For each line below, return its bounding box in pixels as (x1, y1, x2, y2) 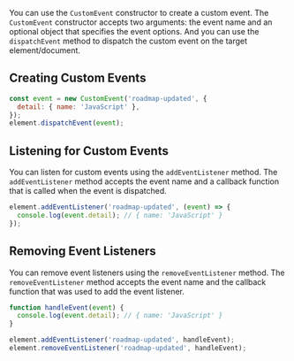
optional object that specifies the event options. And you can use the (9, 27, 260, 36)
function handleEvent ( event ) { (9, 303, 124, 312)
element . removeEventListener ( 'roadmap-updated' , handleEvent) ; (9, 344, 247, 353)
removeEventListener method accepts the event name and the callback (9, 276, 267, 287)
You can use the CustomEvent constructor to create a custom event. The (9, 8, 269, 18)
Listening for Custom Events (9, 143, 170, 158)
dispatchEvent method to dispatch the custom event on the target (9, 35, 248, 46)
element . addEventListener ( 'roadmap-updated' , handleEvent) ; (9, 335, 236, 344)
